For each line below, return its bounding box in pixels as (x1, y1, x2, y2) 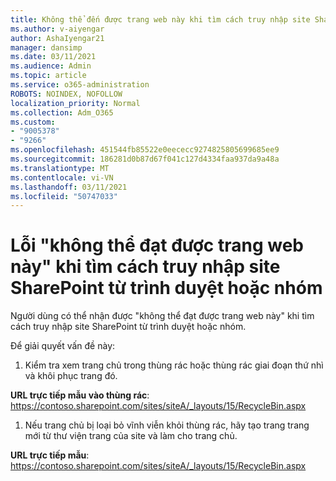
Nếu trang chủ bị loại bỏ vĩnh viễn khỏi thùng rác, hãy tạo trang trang (24, 419, 310, 431)
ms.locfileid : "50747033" (10, 191, 118, 201)
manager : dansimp (10, 42, 83, 53)
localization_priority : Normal (10, 98, 141, 108)
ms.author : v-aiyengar (10, 24, 105, 34)
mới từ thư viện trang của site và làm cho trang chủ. (24, 430, 238, 442)
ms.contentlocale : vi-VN (10, 172, 114, 183)
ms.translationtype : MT (10, 163, 110, 173)
